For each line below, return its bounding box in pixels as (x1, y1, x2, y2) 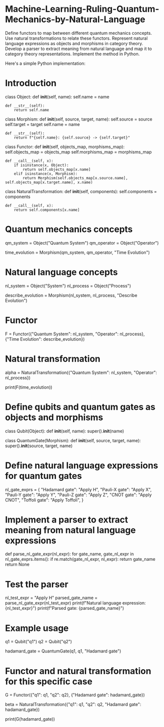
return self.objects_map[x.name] (23, 167, 91, 172)
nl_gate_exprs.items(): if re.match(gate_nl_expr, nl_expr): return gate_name (5, 556, 156, 562)
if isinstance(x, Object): (14, 163, 69, 168)
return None (5, 561, 30, 567)
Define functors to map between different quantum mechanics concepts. (5, 30, 152, 36)
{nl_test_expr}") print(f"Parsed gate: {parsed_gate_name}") (5, 605, 124, 611)
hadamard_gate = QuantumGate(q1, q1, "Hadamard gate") (5, 648, 121, 654)
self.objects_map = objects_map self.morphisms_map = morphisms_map (5, 149, 152, 155)
